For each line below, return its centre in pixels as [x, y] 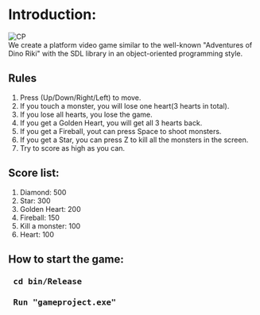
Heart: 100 [37, 234]
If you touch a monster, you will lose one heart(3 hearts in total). [124, 106]
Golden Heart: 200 [50, 209]
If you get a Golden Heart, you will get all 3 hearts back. [111, 123]
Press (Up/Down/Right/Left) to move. [80, 98]
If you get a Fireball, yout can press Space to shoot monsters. [120, 131]
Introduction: [52, 15]
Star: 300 [35, 201]
